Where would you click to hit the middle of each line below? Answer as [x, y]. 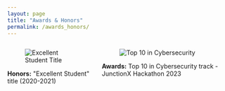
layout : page [26, 14]
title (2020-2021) [32, 81]
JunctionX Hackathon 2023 [141, 73]
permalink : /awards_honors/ [49, 27]
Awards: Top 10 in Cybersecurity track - [160, 66]
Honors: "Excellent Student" [49, 73]
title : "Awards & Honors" [45, 20]
